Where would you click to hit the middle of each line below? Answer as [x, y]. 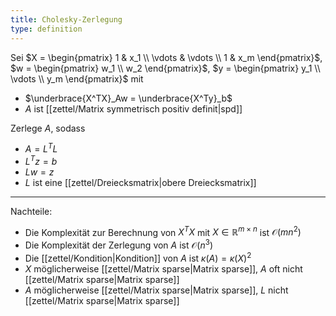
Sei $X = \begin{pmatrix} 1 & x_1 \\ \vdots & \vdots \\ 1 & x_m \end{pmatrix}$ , [166, 57]
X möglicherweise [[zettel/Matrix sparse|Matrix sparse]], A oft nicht [163, 268]
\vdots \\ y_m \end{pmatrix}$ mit [77, 78]
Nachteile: [31, 211]
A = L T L [41, 148]
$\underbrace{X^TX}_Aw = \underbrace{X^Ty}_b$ [128, 98]
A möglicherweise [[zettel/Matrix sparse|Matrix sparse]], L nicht [156, 290]
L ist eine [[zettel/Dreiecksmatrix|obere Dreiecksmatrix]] [140, 182]
